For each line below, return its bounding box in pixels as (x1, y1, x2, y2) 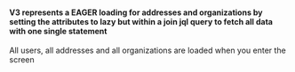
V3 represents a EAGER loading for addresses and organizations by (9, 7, 264, 18)
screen (9, 54, 36, 65)
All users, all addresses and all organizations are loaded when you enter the (9, 45, 286, 56)
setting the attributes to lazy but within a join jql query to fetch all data (9, 16, 274, 26)
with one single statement (9, 25, 108, 36)
